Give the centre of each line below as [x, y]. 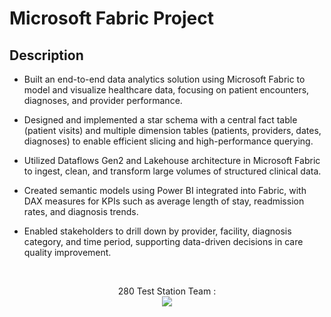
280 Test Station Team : [167, 291]
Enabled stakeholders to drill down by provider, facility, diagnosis [157, 231]
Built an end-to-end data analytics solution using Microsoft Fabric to [164, 79]
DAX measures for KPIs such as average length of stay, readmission [164, 201]
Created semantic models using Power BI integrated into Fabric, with [165, 190]
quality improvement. [67, 252]
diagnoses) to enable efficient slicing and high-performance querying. [168, 141]
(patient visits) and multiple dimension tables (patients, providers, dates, [172, 130]
